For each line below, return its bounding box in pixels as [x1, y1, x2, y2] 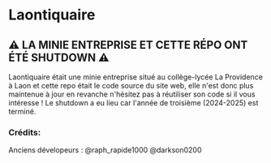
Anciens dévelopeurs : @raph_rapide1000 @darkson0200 [8, 145, 202, 155]
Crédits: [8, 127, 41, 138]
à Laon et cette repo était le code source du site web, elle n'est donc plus [8, 81, 254, 90]
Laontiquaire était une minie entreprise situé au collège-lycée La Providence [8, 72, 264, 82]
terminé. [8, 107, 37, 116]
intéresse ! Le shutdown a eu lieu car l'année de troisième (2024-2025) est [8, 98, 259, 107]
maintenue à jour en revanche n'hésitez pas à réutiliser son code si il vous [8, 89, 256, 99]
